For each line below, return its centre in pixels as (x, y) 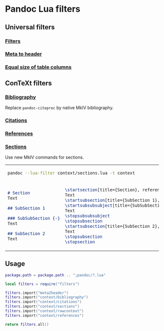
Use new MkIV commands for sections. (45, 157)
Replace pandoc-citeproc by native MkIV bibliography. (59, 108)
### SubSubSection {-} (34, 218)
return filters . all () (27, 324)
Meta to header (24, 54)
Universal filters (30, 27)
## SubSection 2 (26, 234)
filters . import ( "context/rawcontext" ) (44, 311)
